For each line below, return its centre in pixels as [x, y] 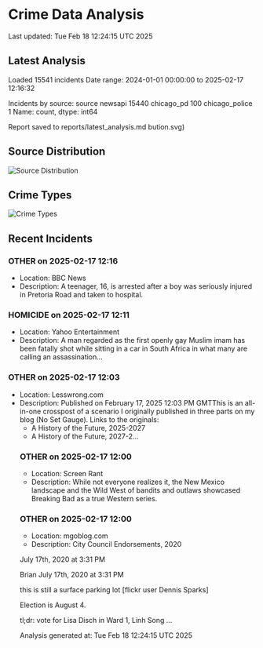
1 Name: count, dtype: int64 [53, 111]
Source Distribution [57, 152]
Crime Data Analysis [76, 15]
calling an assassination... [61, 357]
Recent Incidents [50, 238]
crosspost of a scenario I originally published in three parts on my [149, 411]
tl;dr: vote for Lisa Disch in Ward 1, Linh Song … [96, 621]
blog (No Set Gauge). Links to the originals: [89, 419]
